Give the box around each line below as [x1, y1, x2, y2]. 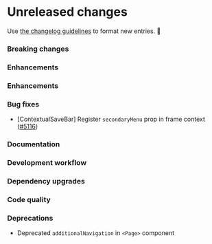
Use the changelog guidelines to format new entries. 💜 [7, 27, 161, 35]
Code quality [7, 195, 51, 204]
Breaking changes [7, 44, 69, 54]
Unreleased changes [7, 4, 128, 20]
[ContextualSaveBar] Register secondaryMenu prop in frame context [16, 115, 206, 123]
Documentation [7, 139, 60, 148]
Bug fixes [7, 99, 40, 109]
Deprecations [7, 213, 54, 223]
